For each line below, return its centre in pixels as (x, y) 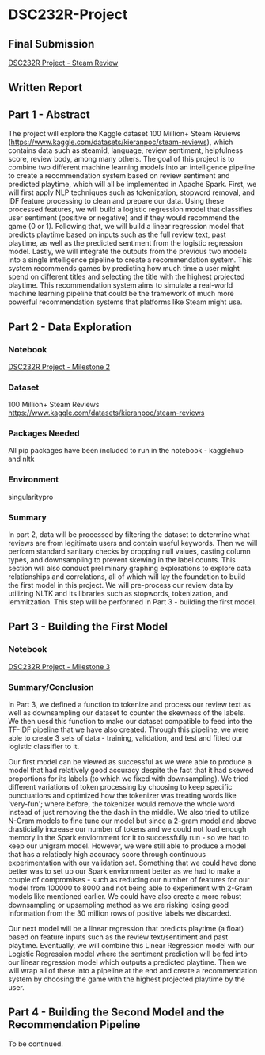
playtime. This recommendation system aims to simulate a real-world (121, 285)
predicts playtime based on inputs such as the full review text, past (117, 234)
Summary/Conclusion (51, 687)
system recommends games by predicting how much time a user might (124, 269)
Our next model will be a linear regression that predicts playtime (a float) (126, 929)
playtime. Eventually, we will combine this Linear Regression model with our (131, 946)
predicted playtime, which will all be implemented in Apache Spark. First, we (132, 185)
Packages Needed (44, 433)
